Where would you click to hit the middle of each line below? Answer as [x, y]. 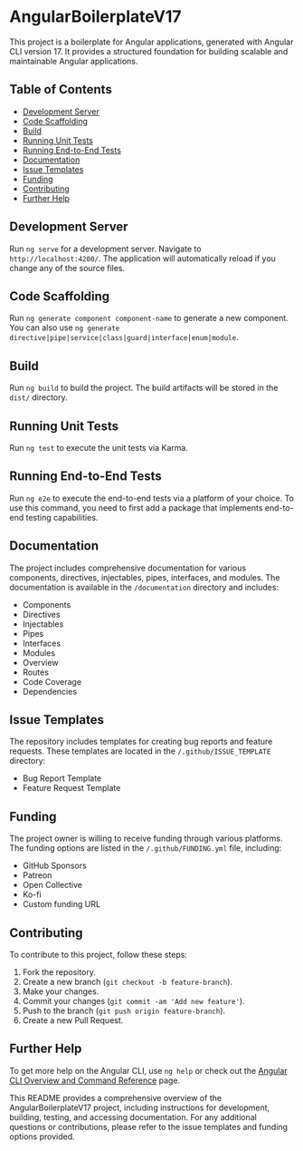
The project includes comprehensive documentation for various [128, 568]
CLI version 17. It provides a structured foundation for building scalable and [149, 51]
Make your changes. [61, 991]
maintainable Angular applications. [74, 61]
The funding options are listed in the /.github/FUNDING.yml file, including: [146, 848]
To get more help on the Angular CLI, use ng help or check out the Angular [148, 1070]
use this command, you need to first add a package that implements [136, 507]
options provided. [42, 1136]
